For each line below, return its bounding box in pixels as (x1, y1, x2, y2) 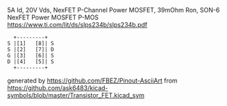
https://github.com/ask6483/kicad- (7, 84, 109, 92)
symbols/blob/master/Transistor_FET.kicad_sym (7, 91, 144, 99)
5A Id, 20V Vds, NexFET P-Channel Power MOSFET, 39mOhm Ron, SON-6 (7, 6, 220, 14)
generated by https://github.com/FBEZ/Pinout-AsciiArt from (7, 76, 178, 85)
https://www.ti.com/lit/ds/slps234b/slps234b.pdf (7, 21, 148, 28)
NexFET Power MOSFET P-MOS (7, 13, 99, 21)
